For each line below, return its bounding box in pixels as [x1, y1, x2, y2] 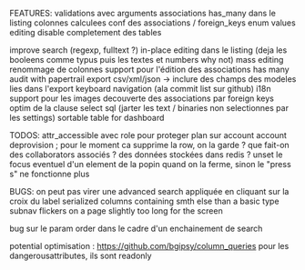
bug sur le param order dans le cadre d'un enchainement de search [9, 223, 263, 234]
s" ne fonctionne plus [9, 168, 90, 179]
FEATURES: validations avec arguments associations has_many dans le [9, 8, 276, 18]
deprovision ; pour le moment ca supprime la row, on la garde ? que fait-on [9, 140, 290, 150]
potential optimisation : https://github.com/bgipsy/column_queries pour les [9, 241, 290, 251]
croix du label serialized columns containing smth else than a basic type [9, 195, 280, 206]
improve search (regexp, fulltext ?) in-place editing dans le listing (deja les [9, 45, 288, 55]
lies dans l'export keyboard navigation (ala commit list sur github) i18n [9, 84, 271, 94]
